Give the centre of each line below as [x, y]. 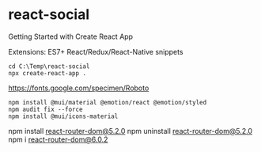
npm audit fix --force [45, 109]
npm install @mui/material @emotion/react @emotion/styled [108, 102]
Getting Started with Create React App [70, 36]
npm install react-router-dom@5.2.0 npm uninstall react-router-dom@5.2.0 [130, 131]
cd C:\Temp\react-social [49, 66]
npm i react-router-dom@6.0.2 [58, 139]
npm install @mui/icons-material [63, 116]
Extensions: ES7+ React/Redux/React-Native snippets [96, 51]
